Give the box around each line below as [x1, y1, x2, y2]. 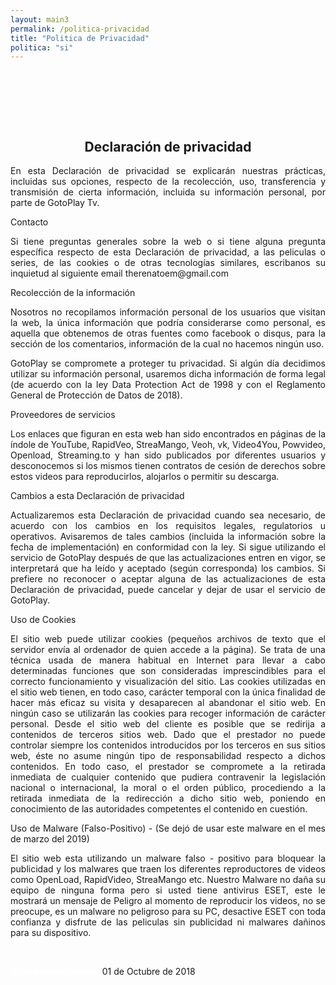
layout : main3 [10, 14, 70, 25]
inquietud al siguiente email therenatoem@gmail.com [10, 267, 229, 280]
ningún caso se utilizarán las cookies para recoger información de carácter [10, 707, 326, 720]
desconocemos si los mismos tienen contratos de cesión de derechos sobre [10, 460, 326, 472]
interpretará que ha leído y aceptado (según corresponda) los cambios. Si [10, 562, 326, 575]
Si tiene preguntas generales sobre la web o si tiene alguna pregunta [10, 236, 326, 248]
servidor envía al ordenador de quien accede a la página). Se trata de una [10, 644, 326, 656]
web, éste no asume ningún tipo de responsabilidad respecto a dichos [10, 750, 326, 762]
